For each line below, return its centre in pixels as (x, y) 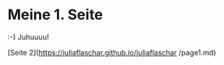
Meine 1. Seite (55, 15)
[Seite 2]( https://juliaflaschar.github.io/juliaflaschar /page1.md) (112, 52)
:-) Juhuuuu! (28, 37)
